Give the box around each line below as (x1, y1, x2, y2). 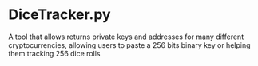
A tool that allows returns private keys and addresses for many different (8, 32, 244, 41)
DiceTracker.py (8, 6, 111, 24)
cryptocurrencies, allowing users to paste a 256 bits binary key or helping (8, 40, 251, 49)
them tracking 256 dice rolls (8, 49, 101, 58)
